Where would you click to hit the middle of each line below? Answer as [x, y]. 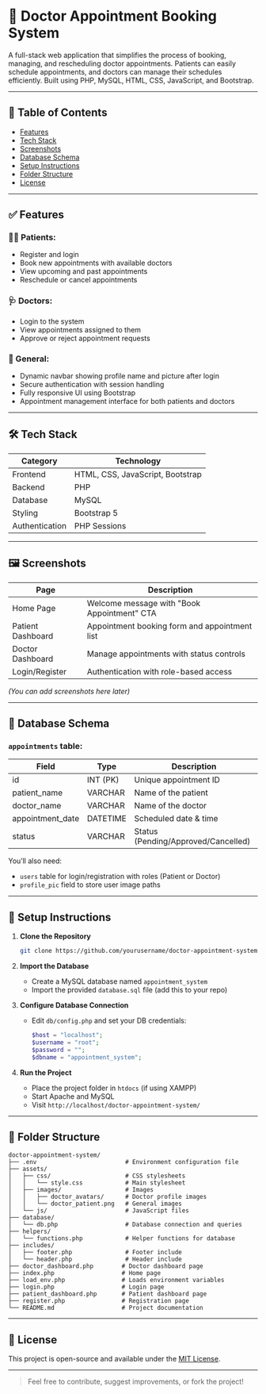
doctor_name [37, 806]
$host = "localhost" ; [67, 1035]
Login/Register [40, 671]
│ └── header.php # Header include [95, 1260]
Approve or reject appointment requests [85, 338]
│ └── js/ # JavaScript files [99, 1211]
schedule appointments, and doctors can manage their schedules [115, 71]
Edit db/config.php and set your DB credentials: [109, 1021]
